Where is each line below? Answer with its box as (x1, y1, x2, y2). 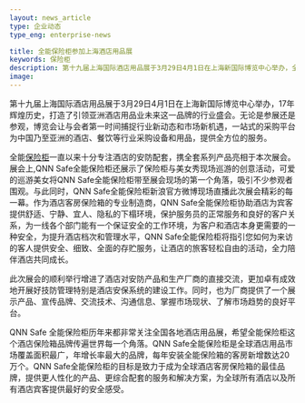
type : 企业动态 (9, 22, 62, 31)
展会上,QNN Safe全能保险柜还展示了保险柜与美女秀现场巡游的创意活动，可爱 (9, 163, 296, 174)
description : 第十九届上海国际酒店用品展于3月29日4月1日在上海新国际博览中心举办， (9, 64, 292, 73)
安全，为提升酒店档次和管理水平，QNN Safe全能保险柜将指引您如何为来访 (16, 231, 293, 242)
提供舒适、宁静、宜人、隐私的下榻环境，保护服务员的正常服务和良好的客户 (9, 208, 288, 219)
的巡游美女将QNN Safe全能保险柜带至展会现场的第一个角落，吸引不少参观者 (9, 174, 293, 185)
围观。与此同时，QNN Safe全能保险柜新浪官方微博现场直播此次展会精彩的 (9, 186, 286, 196)
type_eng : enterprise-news (9, 30, 112, 39)
